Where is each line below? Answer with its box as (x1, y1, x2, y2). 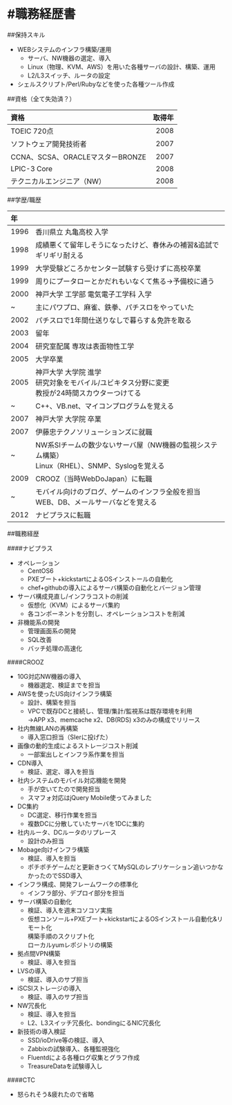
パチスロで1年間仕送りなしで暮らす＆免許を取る (35, 315, 192, 325)
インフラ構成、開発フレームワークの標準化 (17, 880, 138, 888)
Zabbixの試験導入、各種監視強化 (27, 1044, 120, 1053)
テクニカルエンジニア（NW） (10, 176, 106, 186)
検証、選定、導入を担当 (27, 767, 95, 776)
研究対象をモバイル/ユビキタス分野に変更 (35, 378, 170, 387)
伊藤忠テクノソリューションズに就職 (35, 427, 153, 436)
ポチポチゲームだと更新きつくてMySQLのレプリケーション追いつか (27, 863, 217, 871)
